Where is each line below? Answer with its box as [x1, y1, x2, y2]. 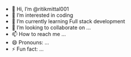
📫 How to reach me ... [11, 31, 66, 37]
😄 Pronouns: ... [11, 39, 50, 46]
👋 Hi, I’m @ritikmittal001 [11, 6, 69, 12]
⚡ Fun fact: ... [11, 45, 44, 52]
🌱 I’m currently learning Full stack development [11, 18, 125, 24]
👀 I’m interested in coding [11, 12, 74, 19]
